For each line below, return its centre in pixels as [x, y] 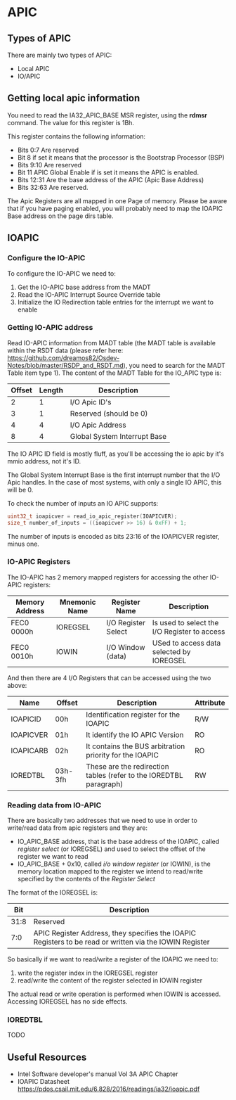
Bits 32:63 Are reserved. [53, 187]
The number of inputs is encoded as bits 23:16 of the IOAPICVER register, [113, 536]
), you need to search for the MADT [175, 365]
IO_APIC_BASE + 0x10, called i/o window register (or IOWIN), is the [114, 864]
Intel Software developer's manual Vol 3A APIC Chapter [98, 1074]
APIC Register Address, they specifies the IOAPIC [115, 933]
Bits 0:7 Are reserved [48, 150]
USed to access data [186, 643]
